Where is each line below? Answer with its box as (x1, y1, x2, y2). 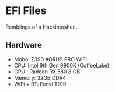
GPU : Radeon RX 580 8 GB (13, 68, 81, 75)
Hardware (5, 40, 42, 50)
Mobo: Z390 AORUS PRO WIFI (13, 55, 88, 62)
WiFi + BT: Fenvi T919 (13, 80, 67, 87)
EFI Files (5, 4, 47, 17)
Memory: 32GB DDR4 (13, 74, 67, 81)
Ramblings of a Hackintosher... (5, 23, 79, 30)
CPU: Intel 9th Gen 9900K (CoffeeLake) (13, 62, 109, 69)
